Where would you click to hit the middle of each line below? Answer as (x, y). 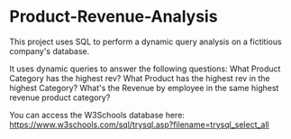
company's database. (50, 51)
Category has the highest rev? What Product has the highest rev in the (140, 78)
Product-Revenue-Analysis (114, 17)
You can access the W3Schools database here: (97, 115)
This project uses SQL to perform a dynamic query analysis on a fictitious (145, 42)
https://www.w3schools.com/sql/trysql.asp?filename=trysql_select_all (140, 125)
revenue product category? (60, 97)
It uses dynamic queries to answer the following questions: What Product (145, 69)
